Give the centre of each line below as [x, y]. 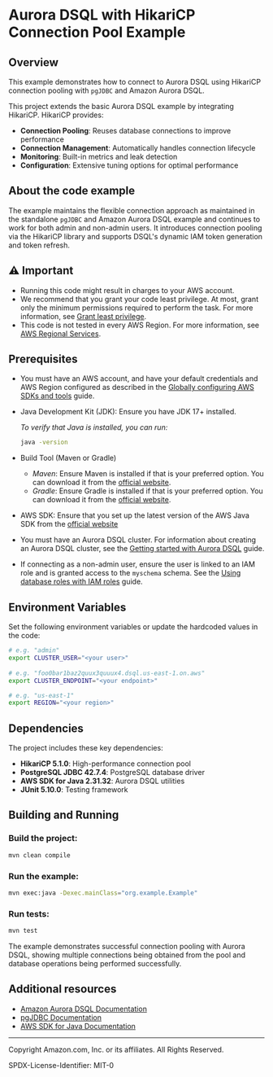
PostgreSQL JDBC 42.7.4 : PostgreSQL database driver [113, 773]
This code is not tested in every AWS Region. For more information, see [140, 325]
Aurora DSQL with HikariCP [102, 15]
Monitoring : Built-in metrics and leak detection [99, 157]
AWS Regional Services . [61, 333]
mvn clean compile [39, 855]
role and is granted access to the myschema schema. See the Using [130, 573]
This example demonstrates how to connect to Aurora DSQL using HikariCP [135, 82]
